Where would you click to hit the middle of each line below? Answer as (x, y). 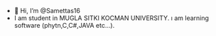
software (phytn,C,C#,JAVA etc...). (64, 25)
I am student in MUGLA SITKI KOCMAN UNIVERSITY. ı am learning (112, 18)
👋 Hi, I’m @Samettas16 (47, 11)
